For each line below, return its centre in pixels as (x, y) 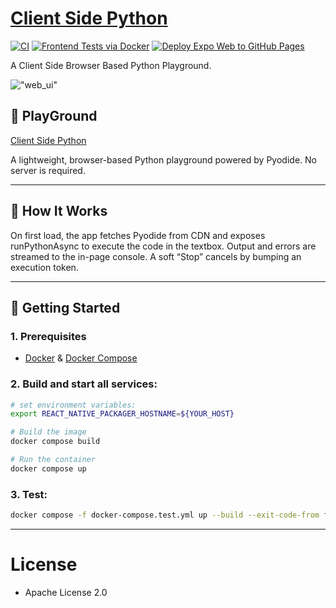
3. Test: (29, 494)
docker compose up (48, 468)
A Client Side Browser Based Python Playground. (111, 65)
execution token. (44, 267)
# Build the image (48, 432)
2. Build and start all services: (84, 384)
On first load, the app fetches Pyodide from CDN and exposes (138, 235)
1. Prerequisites (48, 336)
